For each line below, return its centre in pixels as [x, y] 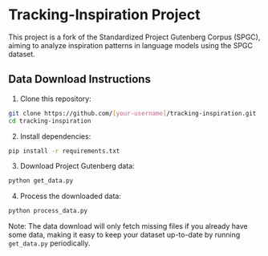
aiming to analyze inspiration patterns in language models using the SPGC [131, 45]
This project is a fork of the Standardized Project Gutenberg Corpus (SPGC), [134, 37]
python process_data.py [48, 211]
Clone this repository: [55, 99]
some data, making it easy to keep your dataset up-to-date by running [124, 235]
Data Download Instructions [79, 79]
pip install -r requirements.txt [64, 151]
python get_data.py [41, 181]
